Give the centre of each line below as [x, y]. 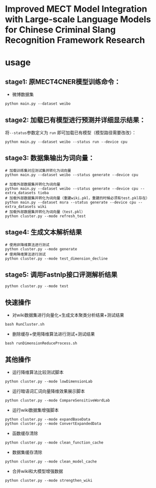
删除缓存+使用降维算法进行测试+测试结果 [53, 334]
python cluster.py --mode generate [41, 249]
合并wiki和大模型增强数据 [38, 471]
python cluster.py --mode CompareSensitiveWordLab [58, 400]
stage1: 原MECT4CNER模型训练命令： [63, 82]
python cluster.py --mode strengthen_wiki [49, 481]
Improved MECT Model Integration [76, 9]
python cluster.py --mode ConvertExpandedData [53, 424]
